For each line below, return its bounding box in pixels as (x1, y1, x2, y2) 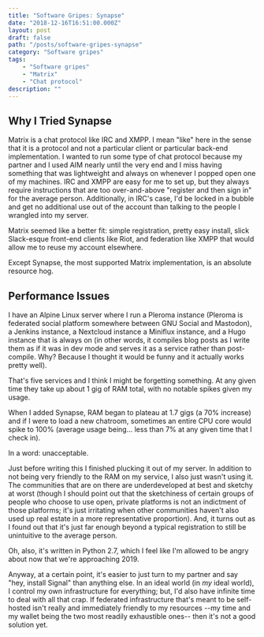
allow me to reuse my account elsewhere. (8, 242, 143, 253)
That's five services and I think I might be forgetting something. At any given (8, 376, 256, 385)
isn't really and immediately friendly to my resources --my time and (32, 603, 251, 613)
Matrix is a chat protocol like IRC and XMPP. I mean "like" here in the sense (8, 135, 252, 144)
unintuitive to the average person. (8, 530, 118, 540)
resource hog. (8, 266, 54, 276)
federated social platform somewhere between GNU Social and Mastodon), (8, 319, 252, 328)
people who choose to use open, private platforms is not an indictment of (8, 497, 247, 506)
